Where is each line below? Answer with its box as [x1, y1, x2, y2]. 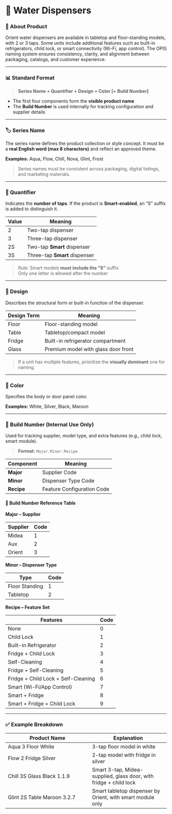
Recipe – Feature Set [5, 604, 50, 610]
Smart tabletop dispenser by [92, 787, 160, 794]
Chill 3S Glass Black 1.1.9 [8, 772, 70, 780]
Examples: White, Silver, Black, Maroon [5, 403, 89, 410]
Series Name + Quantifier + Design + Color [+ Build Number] [17, 88, 149, 94]
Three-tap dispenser [27, 235, 78, 242]
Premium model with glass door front [44, 345, 134, 353]
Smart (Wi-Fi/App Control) [8, 684, 73, 691]
